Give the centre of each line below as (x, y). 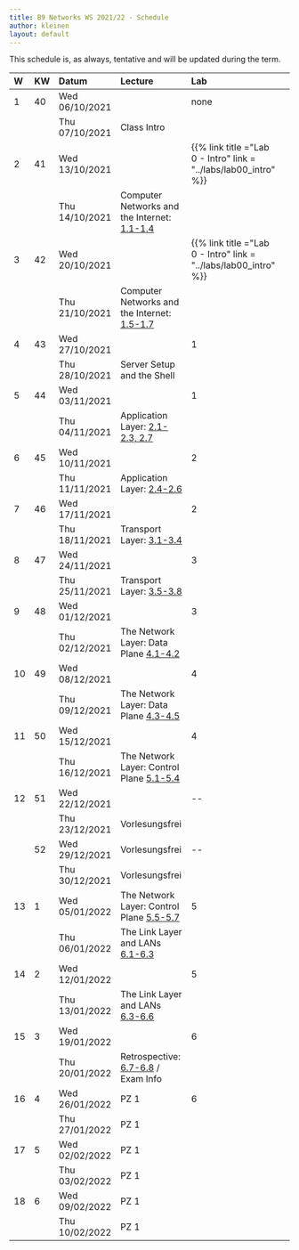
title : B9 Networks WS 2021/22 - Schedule (89, 17)
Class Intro (142, 127)
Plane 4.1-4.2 (150, 653)
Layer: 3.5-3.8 (151, 591)
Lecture (137, 81)
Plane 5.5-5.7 (150, 918)
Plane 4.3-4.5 (150, 716)
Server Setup (147, 364)
